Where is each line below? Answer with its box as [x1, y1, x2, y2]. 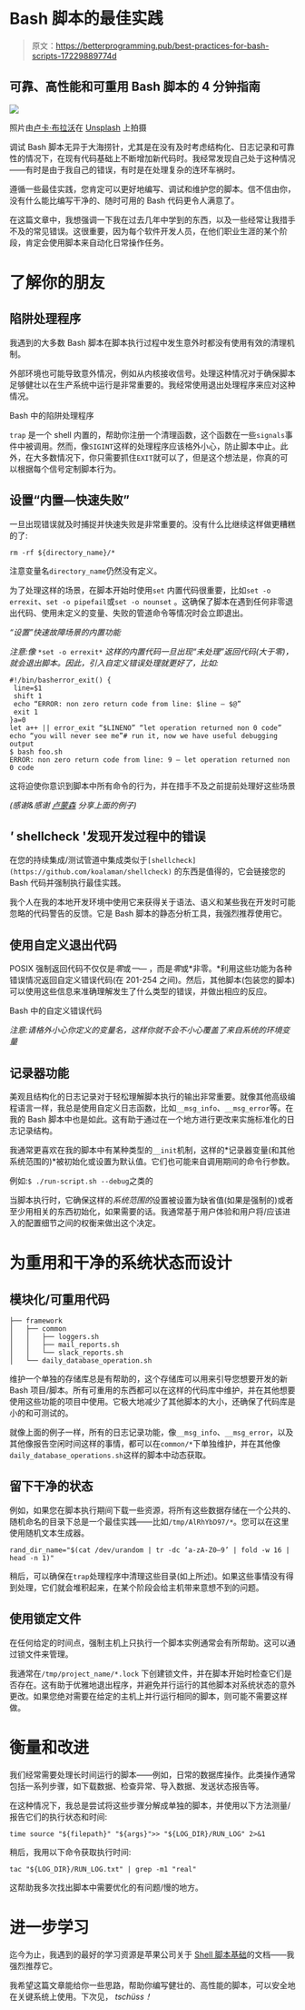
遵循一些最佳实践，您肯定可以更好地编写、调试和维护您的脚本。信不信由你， [9, 183, 296, 194]
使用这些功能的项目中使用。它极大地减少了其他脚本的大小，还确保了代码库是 [9, 1396, 296, 1406]
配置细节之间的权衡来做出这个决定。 [25, 1217, 161, 1228]
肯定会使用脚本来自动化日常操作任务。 [25, 237, 169, 248]
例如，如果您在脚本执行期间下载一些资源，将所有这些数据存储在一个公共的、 [9, 1504, 296, 1516]
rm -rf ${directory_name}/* [9, 548, 116, 557]
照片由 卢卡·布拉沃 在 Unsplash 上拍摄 [9, 122, 147, 133]
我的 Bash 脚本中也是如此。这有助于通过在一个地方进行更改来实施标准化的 [9, 1114, 288, 1124]
